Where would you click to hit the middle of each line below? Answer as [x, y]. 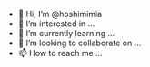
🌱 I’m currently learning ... [66, 33]
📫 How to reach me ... [60, 53]
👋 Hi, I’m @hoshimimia [60, 14]
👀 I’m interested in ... [56, 24]
